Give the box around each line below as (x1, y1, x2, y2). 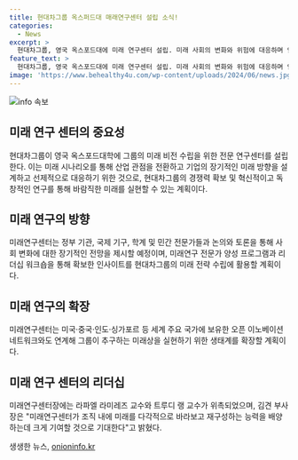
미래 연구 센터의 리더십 (9, 375, 126, 390)
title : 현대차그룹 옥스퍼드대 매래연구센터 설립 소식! (9, 12, 179, 22)
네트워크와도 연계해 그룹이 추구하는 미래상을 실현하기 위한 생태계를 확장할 (9, 335, 263, 346)
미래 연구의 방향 (9, 211, 90, 226)
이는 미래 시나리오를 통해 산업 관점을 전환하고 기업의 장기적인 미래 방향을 (27, 161, 279, 171)
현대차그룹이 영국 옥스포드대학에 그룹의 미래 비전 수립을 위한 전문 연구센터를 (9, 150, 272, 161)
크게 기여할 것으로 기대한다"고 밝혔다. (32, 423, 162, 432)
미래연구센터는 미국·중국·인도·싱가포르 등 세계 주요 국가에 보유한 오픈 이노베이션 (9, 324, 284, 335)
